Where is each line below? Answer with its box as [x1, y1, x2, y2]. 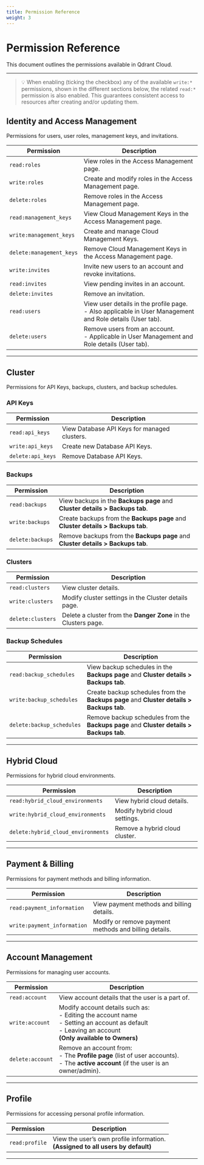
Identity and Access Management [6, 116, 137, 126]
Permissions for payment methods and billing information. [6, 875, 151, 882]
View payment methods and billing [93, 900, 192, 908]
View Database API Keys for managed [61, 425, 170, 433]
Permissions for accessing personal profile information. [6, 1109, 145, 1117]
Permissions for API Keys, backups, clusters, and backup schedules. [6, 384, 178, 391]
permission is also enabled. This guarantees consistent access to [21, 92, 185, 99]
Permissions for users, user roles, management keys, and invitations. [6, 132, 179, 140]
